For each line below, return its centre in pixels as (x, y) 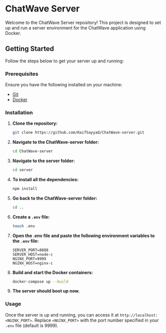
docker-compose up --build (40, 282)
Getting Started (30, 49)
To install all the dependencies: (45, 179)
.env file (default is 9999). (32, 326)
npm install (25, 188)
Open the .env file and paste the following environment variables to (83, 236)
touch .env (24, 226)
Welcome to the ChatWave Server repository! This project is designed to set (83, 22)
